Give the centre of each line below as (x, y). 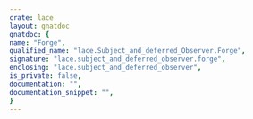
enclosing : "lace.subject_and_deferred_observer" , (105, 68)
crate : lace (31, 17)
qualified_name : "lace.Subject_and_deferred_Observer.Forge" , (127, 51)
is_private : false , (46, 76)
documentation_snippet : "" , (62, 92)
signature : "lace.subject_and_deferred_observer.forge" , (118, 59)
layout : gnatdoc (39, 26)
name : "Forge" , (38, 42)
